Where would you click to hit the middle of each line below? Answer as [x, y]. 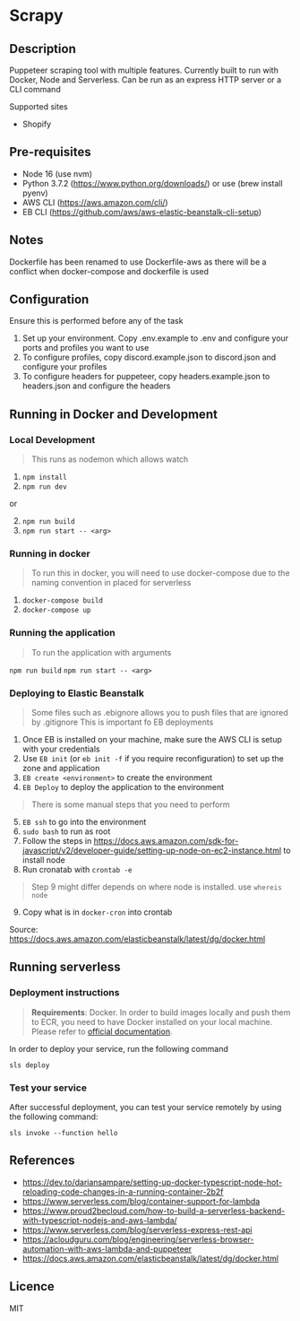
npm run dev [44, 487]
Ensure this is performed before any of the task [96, 321]
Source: [24, 930]
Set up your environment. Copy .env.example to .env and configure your [155, 338]
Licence [32, 1286]
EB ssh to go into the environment [84, 822]
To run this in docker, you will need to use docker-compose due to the [160, 573]
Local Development [52, 439]
